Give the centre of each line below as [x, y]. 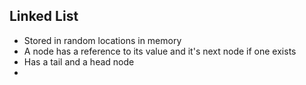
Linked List [44, 16]
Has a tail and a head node [79, 61]
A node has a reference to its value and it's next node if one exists [160, 51]
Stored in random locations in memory [102, 40]
